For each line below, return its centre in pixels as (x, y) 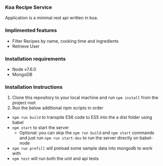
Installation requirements (36, 59)
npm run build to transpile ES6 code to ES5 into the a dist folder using (82, 117)
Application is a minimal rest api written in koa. (52, 18)
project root (24, 103)
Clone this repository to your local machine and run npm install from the (85, 98)
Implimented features (31, 31)
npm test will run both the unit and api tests (55, 159)
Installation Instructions (34, 87)
